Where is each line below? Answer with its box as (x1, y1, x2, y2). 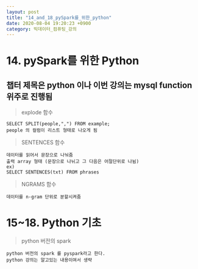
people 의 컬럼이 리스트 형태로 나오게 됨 (6, 127, 98, 134)
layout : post (6, 9, 40, 15)
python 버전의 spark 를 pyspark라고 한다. (6, 251, 105, 257)
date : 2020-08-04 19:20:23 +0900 (6, 20, 91, 26)
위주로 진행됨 (6, 91, 53, 102)
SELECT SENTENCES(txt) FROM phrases (6, 169, 99, 175)
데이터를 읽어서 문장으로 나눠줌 (6, 152, 73, 158)
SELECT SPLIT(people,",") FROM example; (6, 121, 111, 127)
